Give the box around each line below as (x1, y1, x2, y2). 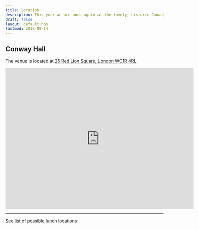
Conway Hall (5, 45, 46, 53)
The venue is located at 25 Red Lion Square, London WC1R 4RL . (5, 58, 138, 64)
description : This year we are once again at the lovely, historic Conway (5, 12, 165, 17)
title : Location (5, 7, 39, 13)
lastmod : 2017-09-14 (5, 26, 49, 31)
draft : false (5, 17, 33, 22)
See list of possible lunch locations (5, 218, 77, 224)
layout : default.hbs (5, 21, 49, 27)
